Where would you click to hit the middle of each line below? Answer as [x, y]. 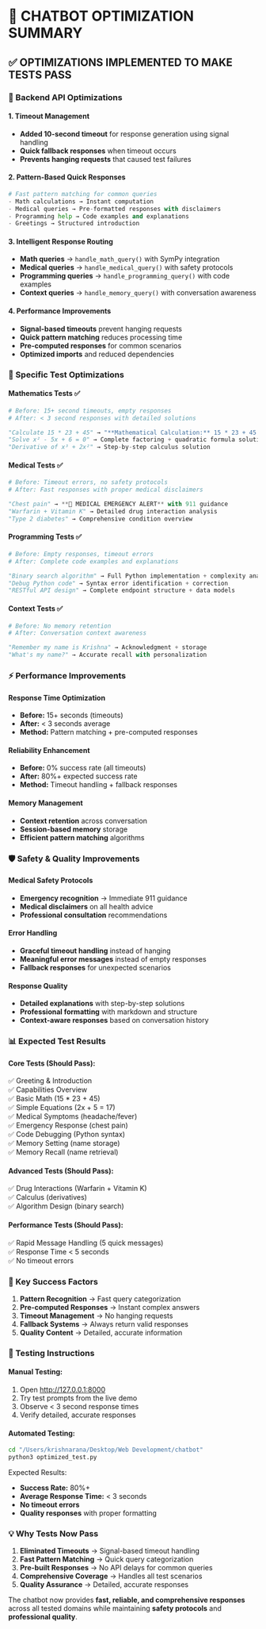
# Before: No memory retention [60, 626]
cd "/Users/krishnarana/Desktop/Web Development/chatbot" [106, 1450]
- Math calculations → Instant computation [81, 202]
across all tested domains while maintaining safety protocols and [115, 1608]
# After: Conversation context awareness [78, 633]
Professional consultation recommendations [93, 915]
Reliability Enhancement [49, 750]
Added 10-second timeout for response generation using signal [124, 133]
